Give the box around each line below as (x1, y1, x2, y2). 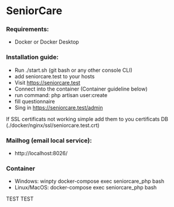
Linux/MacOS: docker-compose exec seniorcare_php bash (14, 184, 157, 191)
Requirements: (6, 25, 49, 34)
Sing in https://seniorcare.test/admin (14, 104, 103, 111)
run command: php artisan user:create (14, 91, 108, 98)
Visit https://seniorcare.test (14, 79, 81, 86)
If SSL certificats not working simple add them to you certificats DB (6, 115, 169, 122)
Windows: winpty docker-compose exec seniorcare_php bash (14, 178, 165, 185)
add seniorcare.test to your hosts (14, 72, 95, 80)
